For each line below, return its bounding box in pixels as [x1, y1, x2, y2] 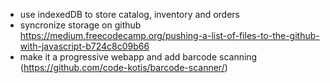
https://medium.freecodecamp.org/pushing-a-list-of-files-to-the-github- [19, 30, 320, 41]
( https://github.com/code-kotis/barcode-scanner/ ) [19, 62, 228, 73]
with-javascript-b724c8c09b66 [19, 40, 150, 52]
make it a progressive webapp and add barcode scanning [19, 51, 258, 63]
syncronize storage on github [19, 19, 142, 31]
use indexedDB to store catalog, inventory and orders [19, 9, 240, 20]
